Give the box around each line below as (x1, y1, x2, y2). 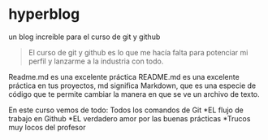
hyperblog (8, 5, 80, 24)
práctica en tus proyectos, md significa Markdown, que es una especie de (8, 81, 257, 90)
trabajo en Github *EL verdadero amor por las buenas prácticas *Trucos (8, 113, 251, 123)
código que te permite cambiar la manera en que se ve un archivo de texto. (8, 89, 260, 98)
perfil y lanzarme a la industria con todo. (28, 56, 164, 66)
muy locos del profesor (8, 122, 86, 132)
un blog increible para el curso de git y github (8, 32, 161, 42)
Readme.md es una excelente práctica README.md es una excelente (8, 72, 240, 81)
